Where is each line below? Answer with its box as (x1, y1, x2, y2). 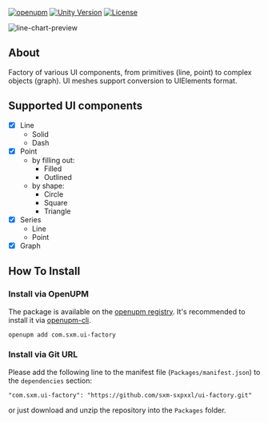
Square (43, 198, 68, 207)
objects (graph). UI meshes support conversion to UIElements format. (8, 76, 238, 86)
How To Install (8, 265, 81, 278)
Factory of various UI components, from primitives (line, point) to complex (8, 67, 252, 77)
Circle (43, 189, 64, 199)
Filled (43, 164, 62, 174)
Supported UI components (8, 99, 143, 113)
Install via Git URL (8, 349, 78, 360)
